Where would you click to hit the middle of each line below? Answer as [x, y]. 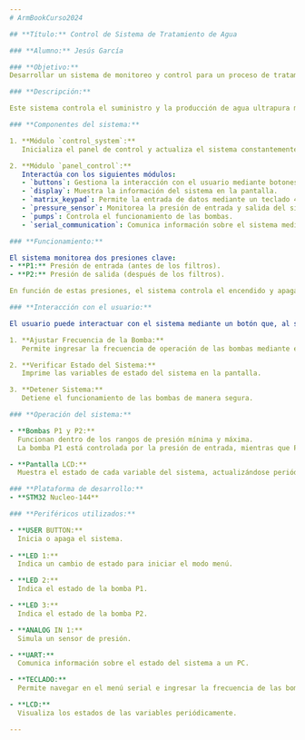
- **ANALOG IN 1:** [46, 630]
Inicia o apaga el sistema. [71, 538]
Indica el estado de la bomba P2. [83, 614]
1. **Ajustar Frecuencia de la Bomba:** [87, 340]
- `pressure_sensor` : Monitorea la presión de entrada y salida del [153, 208]
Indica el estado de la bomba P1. [83, 589]
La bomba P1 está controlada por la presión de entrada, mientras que [154, 448]
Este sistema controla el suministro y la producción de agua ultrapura [150, 109]
